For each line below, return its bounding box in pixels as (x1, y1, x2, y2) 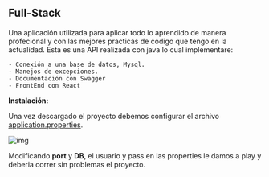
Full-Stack (8, 6, 62, 20)
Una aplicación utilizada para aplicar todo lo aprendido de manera (8, 27, 226, 37)
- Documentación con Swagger (8, 74, 106, 83)
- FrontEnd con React (8, 81, 81, 89)
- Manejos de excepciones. (8, 68, 99, 76)
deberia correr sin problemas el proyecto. (8, 159, 146, 169)
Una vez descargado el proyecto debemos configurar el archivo (8, 111, 219, 121)
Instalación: (8, 96, 49, 105)
